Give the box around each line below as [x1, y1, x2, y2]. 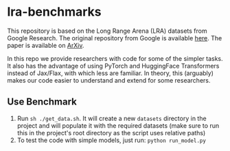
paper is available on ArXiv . [7, 41, 84, 49]
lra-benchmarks [7, 4, 102, 20]
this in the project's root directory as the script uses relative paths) [16, 128, 206, 137]
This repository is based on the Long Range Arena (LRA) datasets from [7, 27, 207, 35]
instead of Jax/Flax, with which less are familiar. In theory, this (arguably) [7, 69, 214, 77]
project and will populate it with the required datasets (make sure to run [16, 121, 220, 130]
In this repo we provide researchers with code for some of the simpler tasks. [7, 54, 223, 62]
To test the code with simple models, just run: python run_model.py [16, 136, 206, 144]
